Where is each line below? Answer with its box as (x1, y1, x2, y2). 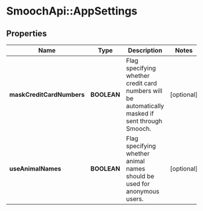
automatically (126, 102, 164, 110)
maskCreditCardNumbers (9, 91, 85, 99)
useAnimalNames (9, 164, 62, 173)
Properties (6, 28, 47, 39)
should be (126, 172, 155, 180)
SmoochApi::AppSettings (6, 4, 138, 18)
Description (127, 47, 163, 54)
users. (126, 195, 144, 203)
